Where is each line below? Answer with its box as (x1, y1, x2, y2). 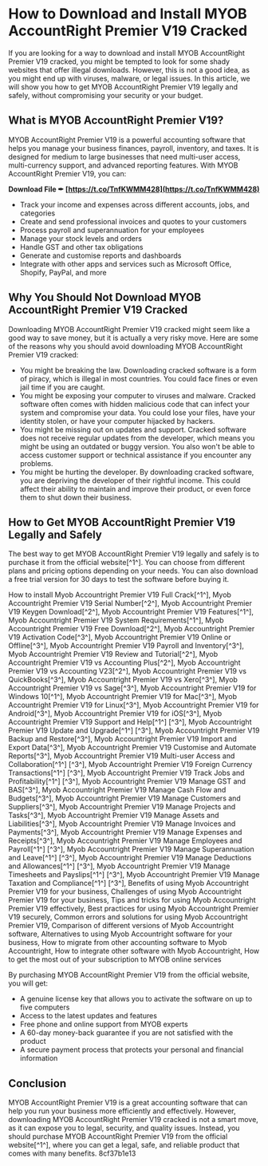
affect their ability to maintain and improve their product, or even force (19, 484, 251, 493)
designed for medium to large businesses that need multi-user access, (8, 152, 241, 161)
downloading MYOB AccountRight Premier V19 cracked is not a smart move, (8, 1115, 259, 1124)
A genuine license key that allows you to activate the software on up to (19, 994, 253, 1004)
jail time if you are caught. (19, 382, 105, 392)
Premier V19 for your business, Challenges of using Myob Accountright (8, 887, 242, 896)
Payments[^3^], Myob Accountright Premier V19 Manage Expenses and (8, 828, 242, 837)
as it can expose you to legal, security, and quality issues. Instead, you (8, 1123, 240, 1133)
